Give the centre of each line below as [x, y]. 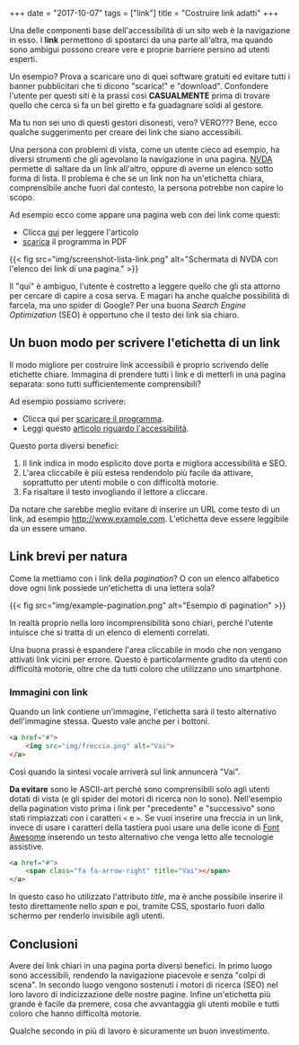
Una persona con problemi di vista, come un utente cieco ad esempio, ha [145, 149]
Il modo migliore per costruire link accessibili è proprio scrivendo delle [139, 364]
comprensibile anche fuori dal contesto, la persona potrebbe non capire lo [147, 188]
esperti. [23, 59]
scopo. [22, 197]
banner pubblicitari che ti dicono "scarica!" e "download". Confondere [139, 86]
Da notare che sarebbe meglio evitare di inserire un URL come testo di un [145, 509]
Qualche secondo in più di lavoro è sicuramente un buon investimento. [140, 1031]
